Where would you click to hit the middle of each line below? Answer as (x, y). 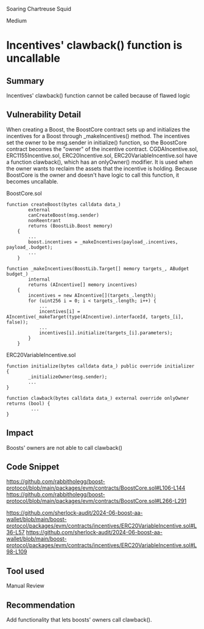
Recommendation (40, 605)
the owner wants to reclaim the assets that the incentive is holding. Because (102, 168)
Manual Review (25, 586)
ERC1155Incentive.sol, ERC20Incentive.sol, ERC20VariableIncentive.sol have (102, 155)
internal (39, 279)
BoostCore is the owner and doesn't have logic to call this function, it (93, 175)
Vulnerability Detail (44, 115)
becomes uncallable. (33, 181)
